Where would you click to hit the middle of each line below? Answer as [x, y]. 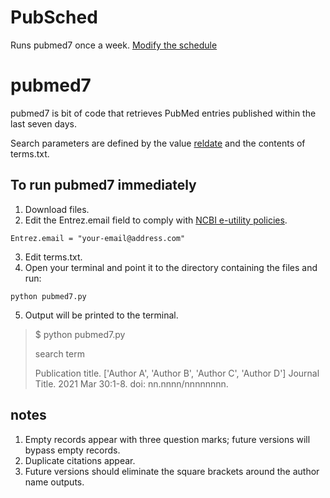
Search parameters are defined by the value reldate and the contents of [158, 143]
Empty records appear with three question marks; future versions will [167, 439]
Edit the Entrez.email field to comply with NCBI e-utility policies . [156, 220]
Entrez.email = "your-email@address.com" [98, 238]
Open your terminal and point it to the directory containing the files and [171, 267]
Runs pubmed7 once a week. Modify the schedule [114, 45]
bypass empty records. [72, 450]
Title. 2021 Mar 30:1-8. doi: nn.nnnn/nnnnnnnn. [131, 383]
